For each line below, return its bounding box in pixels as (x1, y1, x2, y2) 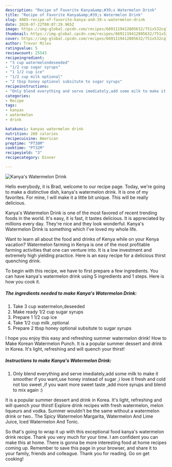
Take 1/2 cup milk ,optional (12, 319, 69, 326)
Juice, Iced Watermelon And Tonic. (5, 418, 79, 424)
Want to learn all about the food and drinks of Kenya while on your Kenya (5, 236, 159, 242)
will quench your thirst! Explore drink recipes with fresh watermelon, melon (5, 402, 164, 408)
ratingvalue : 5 (5, 46, 38, 51)
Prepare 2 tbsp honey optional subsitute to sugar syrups (12, 325, 132, 331)
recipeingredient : (5, 55, 45, 60)
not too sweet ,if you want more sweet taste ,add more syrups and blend (12, 381, 166, 388)
